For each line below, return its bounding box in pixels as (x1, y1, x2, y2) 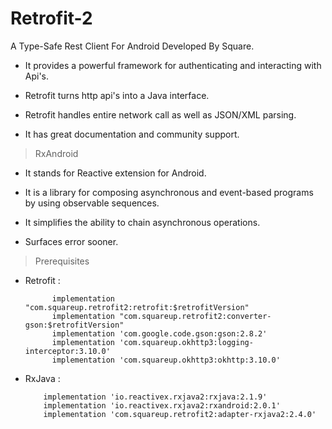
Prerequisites (34, 255, 90, 267)
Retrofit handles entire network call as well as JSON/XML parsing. (24, 108, 297, 121)
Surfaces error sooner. (24, 235, 119, 247)
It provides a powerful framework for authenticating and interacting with (24, 59, 322, 71)
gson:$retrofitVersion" (24, 320, 125, 330)
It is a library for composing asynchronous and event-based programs (24, 186, 314, 198)
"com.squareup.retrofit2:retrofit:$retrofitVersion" (24, 302, 250, 312)
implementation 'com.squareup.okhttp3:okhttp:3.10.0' (51, 355, 281, 365)
